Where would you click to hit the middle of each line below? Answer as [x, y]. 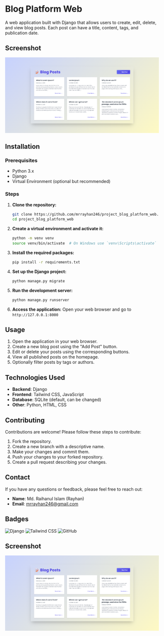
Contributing [25, 420]
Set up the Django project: [39, 271]
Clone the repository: [34, 205]
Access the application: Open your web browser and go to [72, 309]
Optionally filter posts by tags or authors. [53, 362]
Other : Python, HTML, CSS [39, 405]
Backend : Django [30, 389]
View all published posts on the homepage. [55, 357]
